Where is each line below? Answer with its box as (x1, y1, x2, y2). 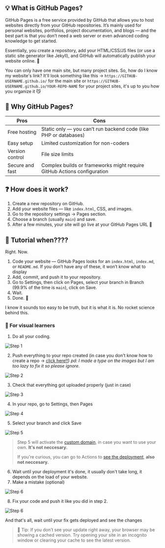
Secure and (7, 162, 34, 169)
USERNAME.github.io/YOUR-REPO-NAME (5, 84, 78, 89)
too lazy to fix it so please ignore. (12, 363, 80, 368)
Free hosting (7, 128, 37, 135)
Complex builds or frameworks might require (41, 162, 144, 169)
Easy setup (7, 140, 33, 147)
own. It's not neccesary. (17, 444, 68, 450)
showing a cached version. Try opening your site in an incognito (17, 532, 147, 538)
